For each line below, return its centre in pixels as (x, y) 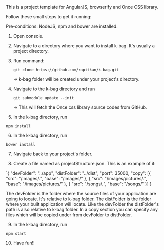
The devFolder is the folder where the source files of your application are (81, 194)
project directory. (31, 51)
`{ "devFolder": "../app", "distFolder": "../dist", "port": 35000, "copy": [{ (78, 173)
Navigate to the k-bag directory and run (54, 89)
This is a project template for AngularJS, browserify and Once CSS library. (82, 7)
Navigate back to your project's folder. (53, 154)
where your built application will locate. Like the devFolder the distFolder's (83, 204)
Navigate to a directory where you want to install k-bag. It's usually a (84, 46)
